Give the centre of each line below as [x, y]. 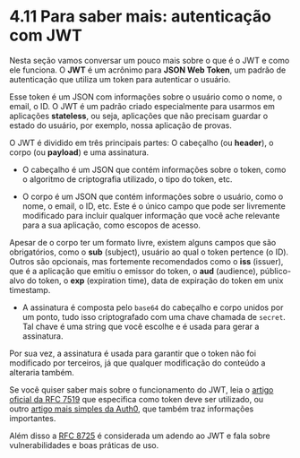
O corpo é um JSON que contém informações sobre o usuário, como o [153, 196]
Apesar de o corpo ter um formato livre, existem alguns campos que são [143, 242]
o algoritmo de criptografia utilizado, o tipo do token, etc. [127, 179]
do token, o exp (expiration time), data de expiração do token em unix [155, 281]
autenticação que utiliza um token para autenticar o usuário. [120, 79]
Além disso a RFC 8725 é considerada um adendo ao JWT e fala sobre [140, 436]
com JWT [46, 35]
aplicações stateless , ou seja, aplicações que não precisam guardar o [139, 116]
